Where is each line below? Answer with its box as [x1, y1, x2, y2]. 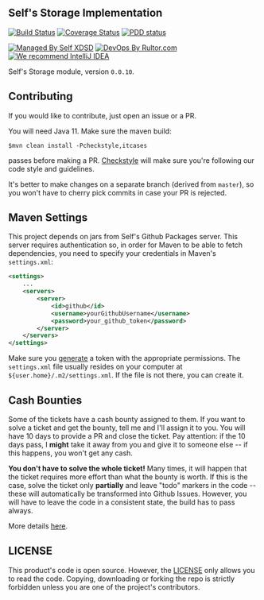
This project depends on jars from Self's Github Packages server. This [8, 232, 239, 242]
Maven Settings [8, 211, 88, 225]
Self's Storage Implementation [8, 6, 163, 20]
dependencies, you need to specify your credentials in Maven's [8, 249, 216, 258]
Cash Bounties [8, 393, 83, 407]
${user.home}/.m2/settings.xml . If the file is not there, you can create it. [8, 370, 244, 380]
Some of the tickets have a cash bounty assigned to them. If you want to [8, 415, 246, 424]
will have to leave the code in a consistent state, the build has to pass [8, 497, 235, 507]
